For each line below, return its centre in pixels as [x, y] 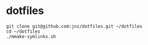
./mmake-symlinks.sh [31, 36]
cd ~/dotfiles [23, 31]
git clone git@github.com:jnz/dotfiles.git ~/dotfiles [74, 26]
